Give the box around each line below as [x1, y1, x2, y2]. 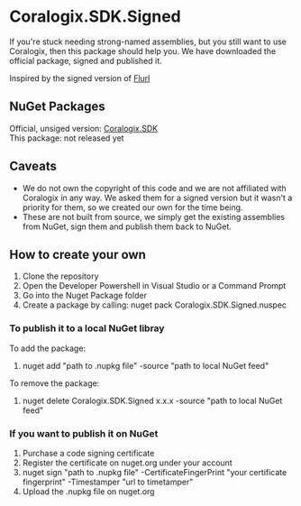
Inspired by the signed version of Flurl [9, 72, 150, 83]
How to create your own [9, 246, 146, 262]
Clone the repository [22, 271, 99, 281]
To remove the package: [9, 377, 100, 389]
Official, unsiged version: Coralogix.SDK [9, 123, 159, 133]
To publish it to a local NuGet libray [9, 322, 165, 335]
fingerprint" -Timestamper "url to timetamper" [22, 476, 194, 487]
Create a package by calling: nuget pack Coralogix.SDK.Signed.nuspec [22, 299, 287, 310]
